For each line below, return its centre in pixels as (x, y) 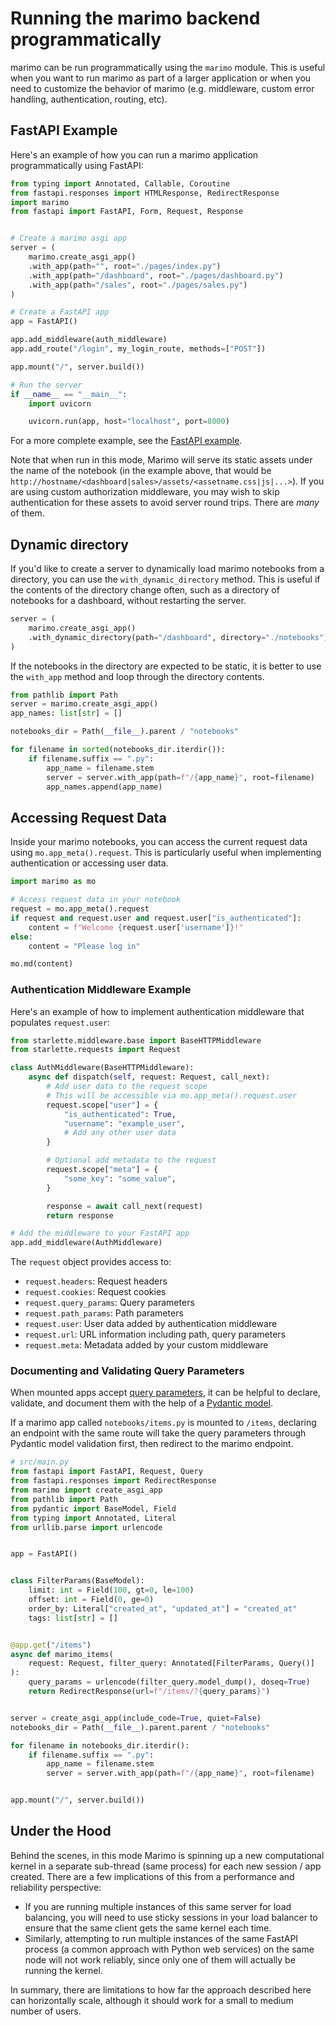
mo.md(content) (42, 964)
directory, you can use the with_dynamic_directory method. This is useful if (165, 579)
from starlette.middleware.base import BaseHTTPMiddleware (136, 1040)
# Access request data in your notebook (96, 900)
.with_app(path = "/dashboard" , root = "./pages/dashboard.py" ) (156, 275)
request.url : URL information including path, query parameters (155, 1334)
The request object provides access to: (91, 1262)
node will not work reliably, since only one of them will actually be (160, 1959)
